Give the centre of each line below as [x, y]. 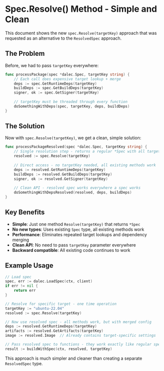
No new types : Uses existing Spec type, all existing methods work [78, 229]
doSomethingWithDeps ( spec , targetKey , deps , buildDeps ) [72, 106]
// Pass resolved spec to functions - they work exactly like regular [78, 345]
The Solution [25, 126]
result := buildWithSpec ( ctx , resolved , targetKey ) [59, 349]
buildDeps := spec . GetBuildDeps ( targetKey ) [59, 88]
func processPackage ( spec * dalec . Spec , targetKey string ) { [68, 74]
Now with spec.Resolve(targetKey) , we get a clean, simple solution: [73, 138]
